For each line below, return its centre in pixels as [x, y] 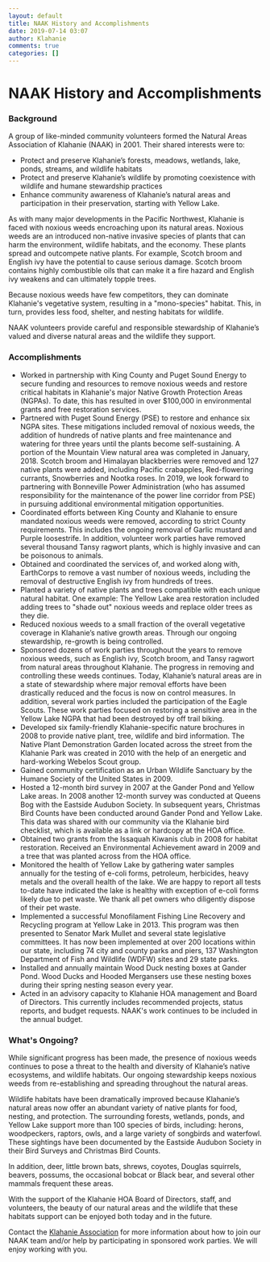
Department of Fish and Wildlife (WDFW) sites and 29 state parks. [130, 959]
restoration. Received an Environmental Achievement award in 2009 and [140, 847]
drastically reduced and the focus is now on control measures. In [128, 693]
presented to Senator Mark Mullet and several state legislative [123, 933]
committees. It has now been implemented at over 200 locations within [137, 942]
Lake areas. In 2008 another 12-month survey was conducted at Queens [140, 796]
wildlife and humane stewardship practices [91, 186]
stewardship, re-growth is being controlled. [91, 641]
